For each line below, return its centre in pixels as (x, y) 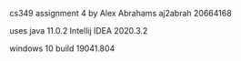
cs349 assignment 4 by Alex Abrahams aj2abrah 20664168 (120, 13)
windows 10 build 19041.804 (62, 48)
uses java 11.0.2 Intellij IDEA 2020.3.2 (79, 30)
